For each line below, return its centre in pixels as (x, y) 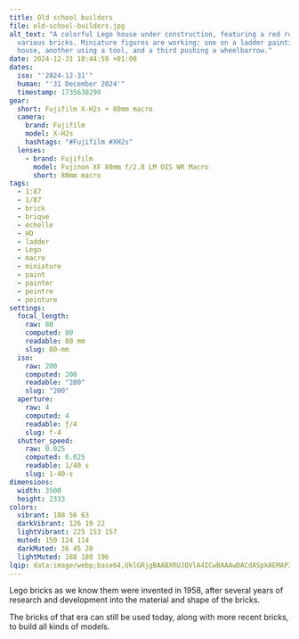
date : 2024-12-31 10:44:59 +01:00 (73, 59)
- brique (33, 216)
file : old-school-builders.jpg (67, 26)
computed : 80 (49, 333)
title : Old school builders (61, 17)
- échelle (35, 225)
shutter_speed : (45, 441)
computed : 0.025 (56, 457)
